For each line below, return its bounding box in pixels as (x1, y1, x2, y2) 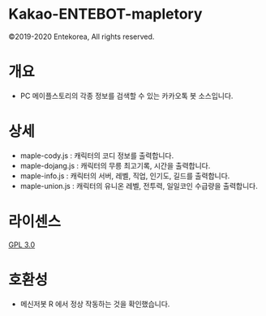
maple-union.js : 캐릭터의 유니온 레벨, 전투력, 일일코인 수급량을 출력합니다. (19, 181, 258, 190)
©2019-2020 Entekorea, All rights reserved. (8, 32, 155, 41)
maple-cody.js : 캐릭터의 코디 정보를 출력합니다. (19, 151, 174, 160)
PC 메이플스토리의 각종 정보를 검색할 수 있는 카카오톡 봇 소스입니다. (19, 91, 234, 100)
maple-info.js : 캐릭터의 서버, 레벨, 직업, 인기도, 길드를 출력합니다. (19, 171, 230, 181)
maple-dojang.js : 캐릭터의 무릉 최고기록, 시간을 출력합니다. (19, 160, 211, 170)
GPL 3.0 (8, 240, 36, 250)
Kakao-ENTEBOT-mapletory (8, 5, 203, 23)
